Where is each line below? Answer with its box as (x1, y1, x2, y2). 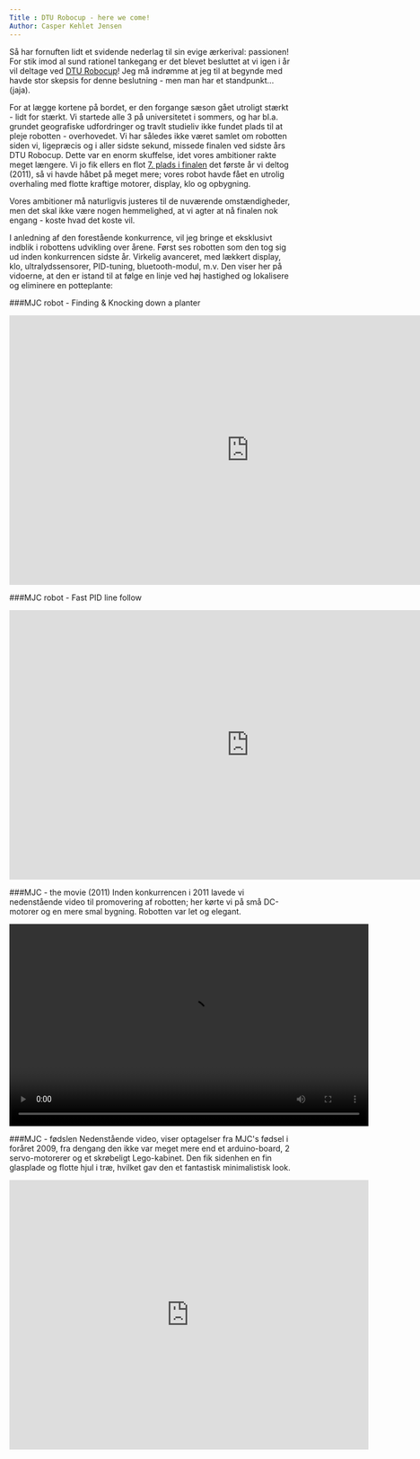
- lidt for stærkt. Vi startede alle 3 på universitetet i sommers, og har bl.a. (9, 111, 278, 122)
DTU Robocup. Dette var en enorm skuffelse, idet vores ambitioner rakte (9, 149, 276, 160)
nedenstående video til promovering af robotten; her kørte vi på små (9, 896, 262, 907)
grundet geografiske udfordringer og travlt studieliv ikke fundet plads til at (9, 120, 284, 131)
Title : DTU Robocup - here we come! (9, 13, 151, 22)
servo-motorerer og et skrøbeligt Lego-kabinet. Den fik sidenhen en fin (9, 1152, 272, 1163)
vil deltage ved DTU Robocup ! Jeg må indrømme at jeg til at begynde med (9, 65, 283, 76)
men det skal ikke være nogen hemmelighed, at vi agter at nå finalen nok (9, 205, 278, 216)
